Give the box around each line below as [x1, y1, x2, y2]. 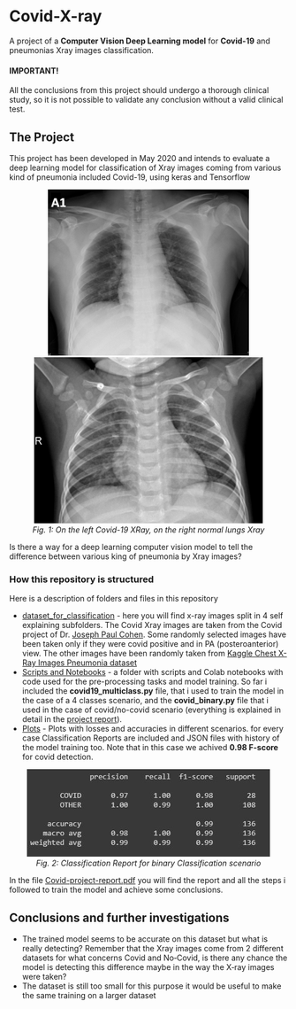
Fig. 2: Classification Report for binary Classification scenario [35, 858, 262, 869]
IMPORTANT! [9, 65, 59, 76]
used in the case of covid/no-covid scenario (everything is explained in [21, 704, 281, 715]
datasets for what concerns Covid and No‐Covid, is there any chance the [21, 952, 288, 963]
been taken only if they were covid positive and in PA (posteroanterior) [21, 639, 279, 649]
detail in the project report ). [21, 714, 122, 725]
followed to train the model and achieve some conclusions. [9, 884, 224, 896]
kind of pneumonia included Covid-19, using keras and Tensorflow [9, 171, 251, 182]
